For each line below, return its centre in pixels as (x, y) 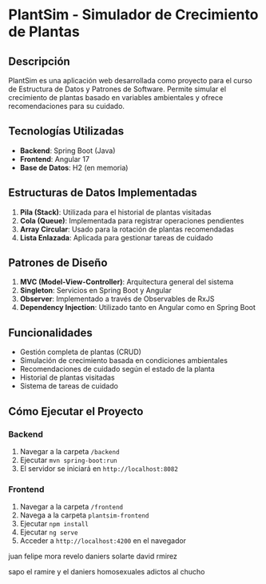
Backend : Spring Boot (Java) (67, 151)
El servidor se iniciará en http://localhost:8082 (99, 468)
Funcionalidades (51, 333)
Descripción (39, 61)
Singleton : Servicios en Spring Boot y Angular (95, 291)
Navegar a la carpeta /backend (69, 451)
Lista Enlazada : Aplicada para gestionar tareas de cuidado (116, 237)
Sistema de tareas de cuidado (69, 386)
